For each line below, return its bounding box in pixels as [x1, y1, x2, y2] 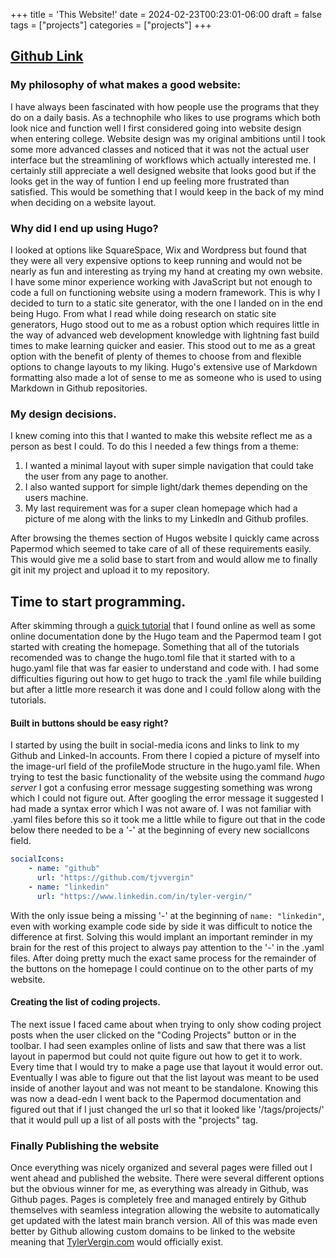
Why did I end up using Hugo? [10, 221, 159, 235]
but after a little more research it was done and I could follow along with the [10, 684, 322, 696]
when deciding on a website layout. [10, 196, 157, 208]
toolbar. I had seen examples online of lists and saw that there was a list [10, 1039, 307, 1051]
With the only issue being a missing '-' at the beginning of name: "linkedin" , [10, 909, 325, 921]
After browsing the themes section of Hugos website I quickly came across [10, 532, 320, 544]
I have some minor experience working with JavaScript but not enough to [10, 275, 313, 288]
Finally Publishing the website [10, 1139, 160, 1153]
